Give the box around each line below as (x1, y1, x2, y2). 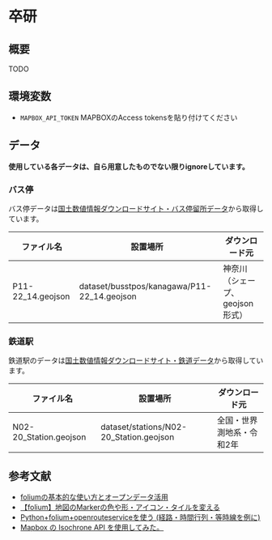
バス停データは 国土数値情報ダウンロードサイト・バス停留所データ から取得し (8, 203, 264, 213)
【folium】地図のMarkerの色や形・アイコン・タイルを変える (19, 503, 220, 512)
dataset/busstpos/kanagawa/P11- (79, 280, 212, 291)
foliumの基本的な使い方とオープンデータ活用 (19, 492, 168, 502)
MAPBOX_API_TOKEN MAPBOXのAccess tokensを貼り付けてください (19, 113, 238, 122)
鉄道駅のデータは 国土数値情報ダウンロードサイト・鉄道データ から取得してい (8, 355, 264, 365)
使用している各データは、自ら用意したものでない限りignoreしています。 (8, 161, 249, 171)
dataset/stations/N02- (100, 422, 188, 433)
